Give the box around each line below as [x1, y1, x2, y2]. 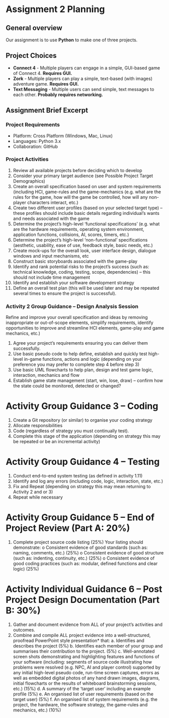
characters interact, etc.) [27, 199, 78, 205]
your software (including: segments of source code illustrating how [13, 659, 152, 665]
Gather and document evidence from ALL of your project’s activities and [13, 621, 163, 627]
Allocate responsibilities [13, 423, 63, 429]
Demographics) [13, 178, 46, 184]
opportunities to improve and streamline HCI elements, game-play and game [6, 325, 164, 331]
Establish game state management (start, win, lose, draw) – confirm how [13, 377, 163, 383]
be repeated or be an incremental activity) [13, 439, 101, 445]
